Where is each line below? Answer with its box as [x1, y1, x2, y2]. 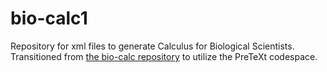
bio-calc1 [10, 7, 88, 30]
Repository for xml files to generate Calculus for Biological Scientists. [10, 40, 295, 52]
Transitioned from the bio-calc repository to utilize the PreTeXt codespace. [10, 50, 318, 62]
